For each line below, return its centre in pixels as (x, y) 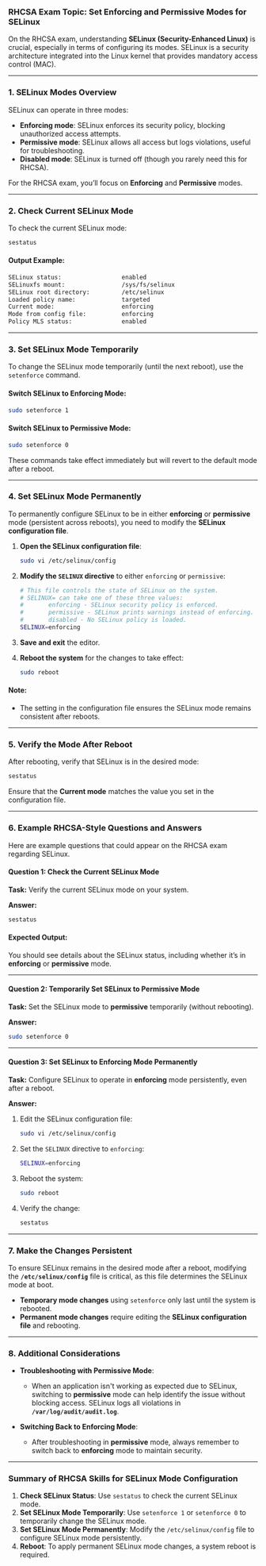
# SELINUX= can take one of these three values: (101, 598)
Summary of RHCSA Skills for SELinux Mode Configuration (123, 1479)
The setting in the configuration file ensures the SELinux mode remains (135, 708)
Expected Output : (38, 937)
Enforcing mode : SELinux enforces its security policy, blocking (122, 125)
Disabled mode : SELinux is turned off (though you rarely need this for (133, 159)
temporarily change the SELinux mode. (83, 1521)
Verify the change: (50, 1208)
